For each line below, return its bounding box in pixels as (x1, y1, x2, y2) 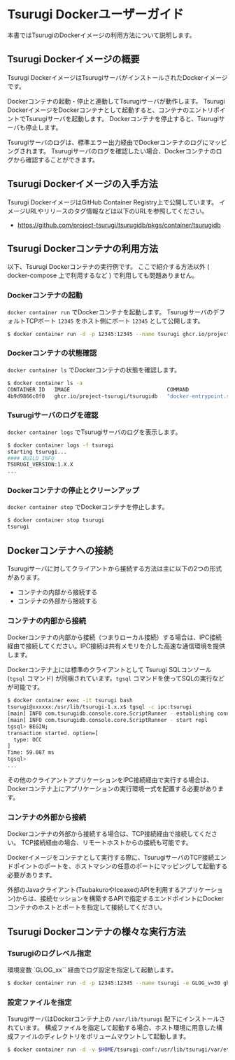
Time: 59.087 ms (7, 749, 55, 756)
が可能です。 (7, 683, 44, 692)
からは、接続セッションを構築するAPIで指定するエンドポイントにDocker (15, 894, 224, 903)
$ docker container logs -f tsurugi (7, 442, 114, 449)
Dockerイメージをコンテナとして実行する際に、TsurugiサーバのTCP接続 (7, 853, 215, 862)
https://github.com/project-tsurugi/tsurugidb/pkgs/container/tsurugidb (17, 221, 222, 229)
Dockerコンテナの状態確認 (7, 348, 97, 358)
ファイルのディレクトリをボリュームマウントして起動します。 (13, 1032, 190, 1040)
